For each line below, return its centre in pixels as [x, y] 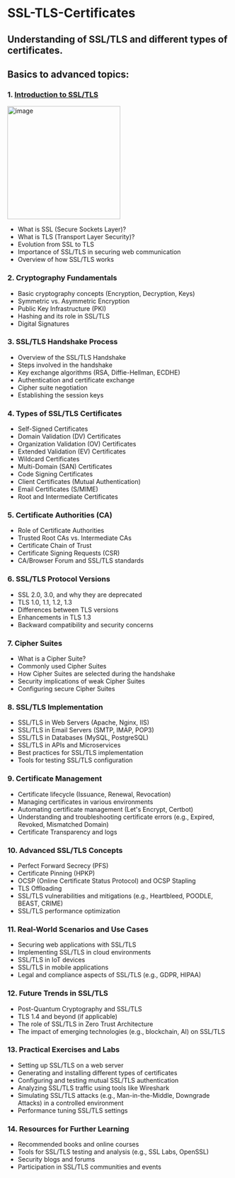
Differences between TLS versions [68, 610]
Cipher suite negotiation [53, 387]
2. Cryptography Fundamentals [62, 278]
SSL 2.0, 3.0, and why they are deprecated [80, 595]
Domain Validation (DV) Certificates [69, 436]
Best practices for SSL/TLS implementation [80, 753]
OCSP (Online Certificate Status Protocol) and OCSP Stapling [107, 881]
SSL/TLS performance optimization [69, 910]
